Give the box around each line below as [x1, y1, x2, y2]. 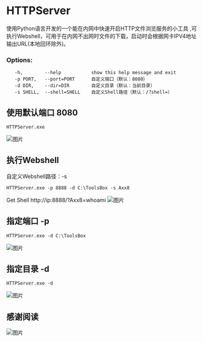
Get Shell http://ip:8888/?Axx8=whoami [6, 196, 106, 203]
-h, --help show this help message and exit [14, 70, 176, 76]
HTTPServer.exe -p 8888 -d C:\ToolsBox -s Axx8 [6, 184, 130, 191]
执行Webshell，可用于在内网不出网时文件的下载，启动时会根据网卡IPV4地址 [6, 32, 197, 40]
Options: [6, 56, 33, 64]
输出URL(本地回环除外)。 [6, 40, 69, 47]
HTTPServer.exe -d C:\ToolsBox [6, 232, 86, 239]
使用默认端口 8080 [6, 107, 78, 118]
